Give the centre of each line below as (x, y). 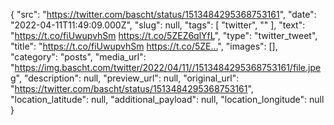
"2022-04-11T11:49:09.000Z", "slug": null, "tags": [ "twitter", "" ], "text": (158, 25)
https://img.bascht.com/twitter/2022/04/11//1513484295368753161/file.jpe (168, 67)
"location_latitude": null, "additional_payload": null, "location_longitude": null (167, 99)
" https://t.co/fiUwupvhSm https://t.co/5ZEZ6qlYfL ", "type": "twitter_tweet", (164, 35)
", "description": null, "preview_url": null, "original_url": (127, 78)
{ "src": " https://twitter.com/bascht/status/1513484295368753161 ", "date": (163, 14)
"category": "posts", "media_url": (78, 57)
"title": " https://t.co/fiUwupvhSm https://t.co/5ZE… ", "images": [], (144, 46)
